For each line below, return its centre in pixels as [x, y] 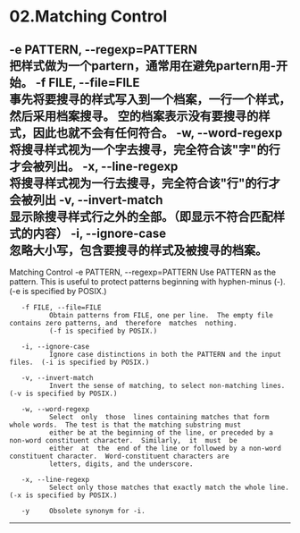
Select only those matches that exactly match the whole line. [169, 487]
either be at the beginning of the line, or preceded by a [161, 433]
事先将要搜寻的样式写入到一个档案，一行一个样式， [150, 99]
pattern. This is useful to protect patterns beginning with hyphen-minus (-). [147, 282]
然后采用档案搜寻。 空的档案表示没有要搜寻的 [134, 116]
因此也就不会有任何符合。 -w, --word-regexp [158, 133]
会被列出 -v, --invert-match [86, 200]
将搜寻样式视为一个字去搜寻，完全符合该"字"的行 [145, 149]
